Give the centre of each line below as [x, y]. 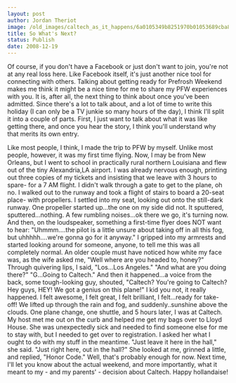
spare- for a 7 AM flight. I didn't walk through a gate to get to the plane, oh [115, 185]
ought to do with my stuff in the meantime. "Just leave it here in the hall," [112, 342]
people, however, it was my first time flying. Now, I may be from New [106, 155]
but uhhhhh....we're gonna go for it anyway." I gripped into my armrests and [117, 237]
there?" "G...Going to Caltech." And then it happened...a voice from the [110, 275]
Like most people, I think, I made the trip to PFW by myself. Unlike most [110, 147]
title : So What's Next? [42, 33]
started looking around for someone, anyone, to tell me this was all [104, 245]
